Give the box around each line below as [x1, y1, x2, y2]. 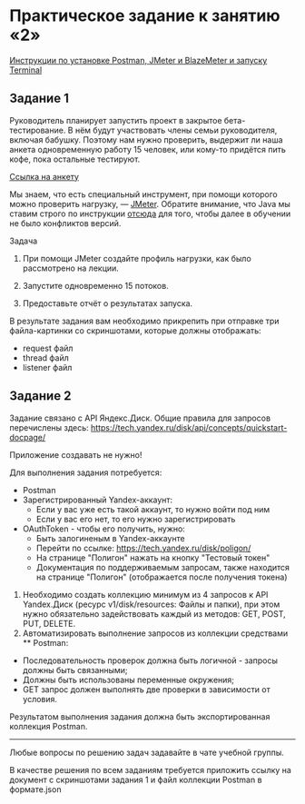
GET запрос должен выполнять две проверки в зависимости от [22, 683, 271, 695]
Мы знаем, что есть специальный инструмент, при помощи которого [9, 188, 279, 200]
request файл [22, 342, 74, 353]
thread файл [22, 352, 70, 363]
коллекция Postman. [9, 720, 88, 731]
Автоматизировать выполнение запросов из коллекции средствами [22, 628, 289, 639]
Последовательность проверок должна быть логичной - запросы [22, 655, 279, 666]
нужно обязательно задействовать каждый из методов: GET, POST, [22, 608, 286, 619]
